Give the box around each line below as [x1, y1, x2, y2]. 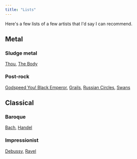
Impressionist [5, 137, 39, 144]
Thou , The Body [5, 61, 38, 67]
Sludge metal [5, 50, 38, 57]
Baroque [5, 113, 26, 120]
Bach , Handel [5, 125, 32, 130]
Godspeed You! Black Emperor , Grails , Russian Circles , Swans [5, 84, 131, 90]
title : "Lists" [5, 7, 36, 12]
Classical [5, 99, 34, 107]
